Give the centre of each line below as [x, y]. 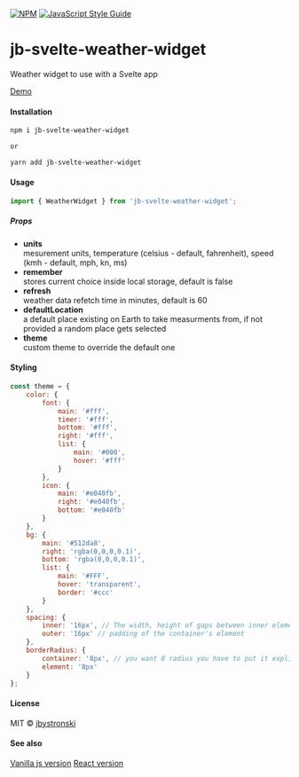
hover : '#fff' [99, 460]
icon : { [56, 485]
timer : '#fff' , [86, 420]
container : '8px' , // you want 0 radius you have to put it [155, 658]
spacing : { [46, 617]
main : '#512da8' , [74, 543]
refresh [37, 290]
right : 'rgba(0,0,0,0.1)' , [92, 551]
